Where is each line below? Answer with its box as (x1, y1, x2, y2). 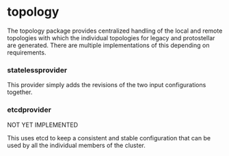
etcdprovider (7, 105, 51, 114)
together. (7, 88, 33, 96)
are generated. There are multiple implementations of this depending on (7, 41, 210, 49)
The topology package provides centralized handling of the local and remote (7, 27, 223, 35)
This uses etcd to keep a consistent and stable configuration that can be (7, 134, 211, 142)
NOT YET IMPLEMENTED (7, 121, 79, 129)
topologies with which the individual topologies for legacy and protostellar (7, 33, 215, 42)
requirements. (7, 48, 46, 57)
